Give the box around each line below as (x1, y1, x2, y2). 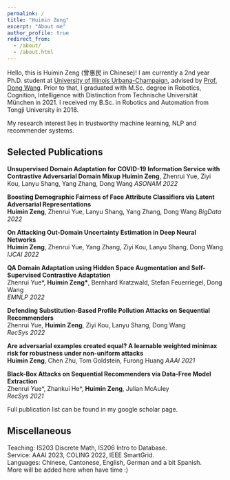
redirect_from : (7, 36, 51, 43)
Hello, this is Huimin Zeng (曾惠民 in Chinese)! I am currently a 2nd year (7, 68, 210, 77)
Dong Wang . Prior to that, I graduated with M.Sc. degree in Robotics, (7, 84, 202, 92)
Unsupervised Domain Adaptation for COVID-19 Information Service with (7, 164, 220, 173)
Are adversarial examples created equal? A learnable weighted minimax (7, 341, 218, 349)
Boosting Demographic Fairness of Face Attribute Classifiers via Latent (7, 193, 215, 201)
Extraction (7, 377, 38, 385)
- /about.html (13, 49, 54, 56)
